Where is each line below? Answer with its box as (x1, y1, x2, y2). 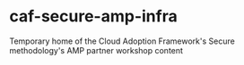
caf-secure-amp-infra (9, 6, 178, 27)
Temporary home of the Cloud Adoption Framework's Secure (9, 36, 235, 46)
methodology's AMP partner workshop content (9, 45, 184, 55)
